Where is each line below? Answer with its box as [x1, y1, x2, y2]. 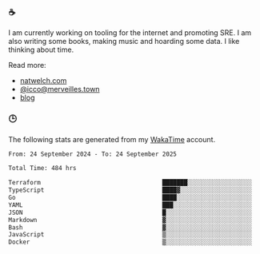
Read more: [8, 61, 46, 70]
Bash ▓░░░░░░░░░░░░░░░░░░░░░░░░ [8, 223, 252, 232]
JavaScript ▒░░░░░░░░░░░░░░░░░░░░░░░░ [8, 231, 252, 239]
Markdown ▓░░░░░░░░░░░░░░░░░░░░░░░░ [8, 216, 252, 224]
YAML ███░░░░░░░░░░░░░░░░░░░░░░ [8, 200, 252, 209]
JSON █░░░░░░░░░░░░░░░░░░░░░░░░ [8, 208, 252, 216]
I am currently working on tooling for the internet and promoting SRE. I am [8, 28, 252, 38]
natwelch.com [19, 76, 67, 85]
